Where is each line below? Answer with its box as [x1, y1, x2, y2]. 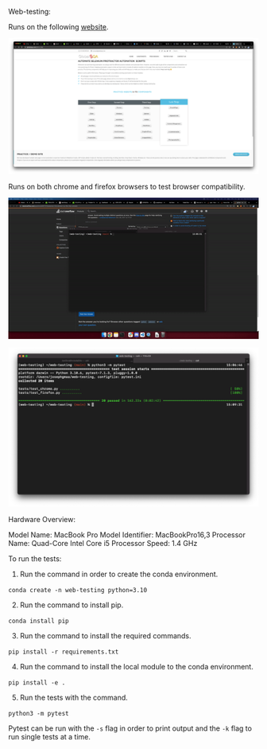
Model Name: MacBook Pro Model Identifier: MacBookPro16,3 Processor [8, 530, 246, 540]
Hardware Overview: [8, 515, 75, 525]
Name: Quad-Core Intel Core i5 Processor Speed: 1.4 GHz [8, 539, 198, 548]
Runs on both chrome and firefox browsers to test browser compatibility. [8, 182, 246, 192]
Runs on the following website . [8, 22, 109, 31]
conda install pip [8, 617, 69, 626]
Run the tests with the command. [19, 692, 129, 703]
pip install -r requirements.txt [8, 648, 119, 656]
